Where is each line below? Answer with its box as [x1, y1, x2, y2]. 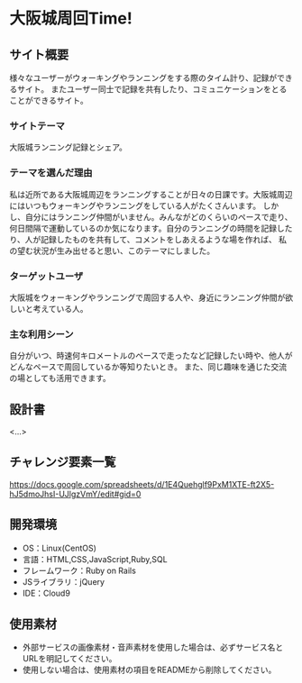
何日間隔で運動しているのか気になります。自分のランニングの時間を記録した [9, 223, 293, 233]
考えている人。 [32, 303, 88, 314]
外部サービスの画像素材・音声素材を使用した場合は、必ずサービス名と [22, 642, 284, 653]
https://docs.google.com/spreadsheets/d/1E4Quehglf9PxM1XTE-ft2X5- [9, 478, 275, 489]
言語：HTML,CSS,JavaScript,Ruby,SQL [22, 553, 169, 564]
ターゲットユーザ [9, 269, 84, 282]
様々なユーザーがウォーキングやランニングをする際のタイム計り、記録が [9, 73, 278, 83]
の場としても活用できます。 [9, 373, 111, 384]
